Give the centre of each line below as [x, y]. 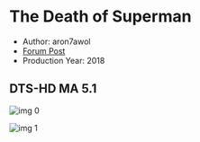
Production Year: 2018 [64, 60]
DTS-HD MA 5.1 [53, 89]
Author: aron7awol [56, 41]
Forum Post [44, 50]
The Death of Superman [100, 17]
